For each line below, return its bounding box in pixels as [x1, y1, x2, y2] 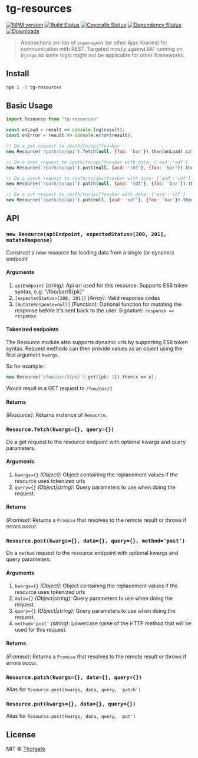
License [6, 730, 36, 740]
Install [6, 68, 29, 79]
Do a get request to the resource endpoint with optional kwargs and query [6, 438, 186, 445]
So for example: [6, 362, 45, 370]
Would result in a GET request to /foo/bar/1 [6, 385, 113, 392]
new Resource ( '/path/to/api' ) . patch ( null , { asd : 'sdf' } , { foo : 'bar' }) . [6, 181, 189, 187]
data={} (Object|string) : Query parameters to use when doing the [14, 595, 173, 602]
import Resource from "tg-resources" [6, 116, 99, 122]
